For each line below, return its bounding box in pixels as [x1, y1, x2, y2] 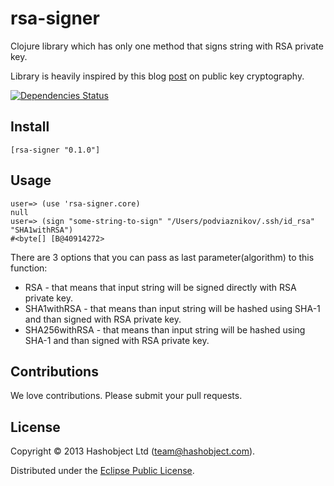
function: [10, 262, 48, 274]
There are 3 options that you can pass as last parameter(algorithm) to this [10, 251, 315, 263]
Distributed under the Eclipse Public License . [10, 465, 195, 477]
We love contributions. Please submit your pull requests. [10, 390, 243, 402]
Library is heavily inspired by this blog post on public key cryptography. [10, 70, 305, 82]
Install [10, 118, 50, 136]
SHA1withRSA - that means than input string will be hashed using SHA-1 [24, 302, 321, 314]
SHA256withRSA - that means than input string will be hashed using [24, 323, 306, 336]
